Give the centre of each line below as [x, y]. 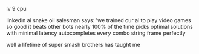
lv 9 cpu [16, 9]
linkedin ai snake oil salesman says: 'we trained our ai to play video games [99, 20]
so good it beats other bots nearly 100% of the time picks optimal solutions [100, 27]
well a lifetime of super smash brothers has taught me [73, 45]
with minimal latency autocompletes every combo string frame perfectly [96, 33]
